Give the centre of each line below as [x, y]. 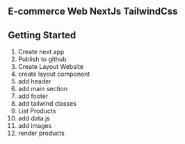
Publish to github [42, 59]
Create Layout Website [51, 67]
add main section [43, 89]
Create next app [41, 52]
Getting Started [42, 35]
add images [35, 126]
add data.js [34, 118]
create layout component [54, 74]
